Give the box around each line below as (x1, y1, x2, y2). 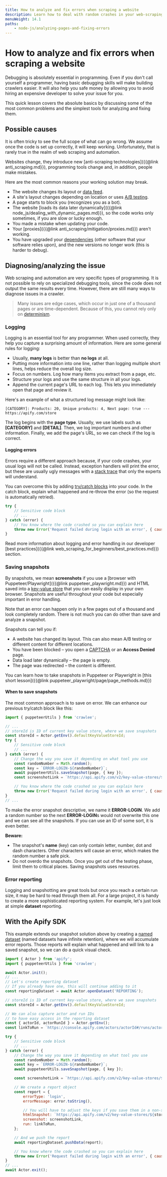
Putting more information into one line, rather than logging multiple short (12, 360, 161, 366)
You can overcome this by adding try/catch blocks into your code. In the (5, 483, 153, 489)
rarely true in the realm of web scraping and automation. (5, 149, 121, 155)
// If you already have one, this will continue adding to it (5, 984, 137, 989)
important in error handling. (5, 596, 61, 602)
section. (5, 551, 22, 557)
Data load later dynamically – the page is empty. (12, 657, 111, 663)
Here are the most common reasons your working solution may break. (5, 179, 149, 185)
